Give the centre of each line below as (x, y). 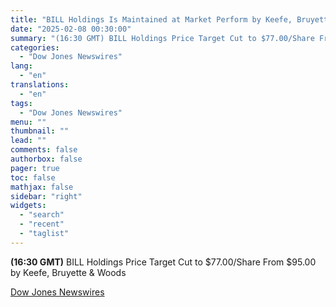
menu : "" (28, 122)
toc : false (33, 177)
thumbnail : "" (40, 131)
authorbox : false (46, 159)
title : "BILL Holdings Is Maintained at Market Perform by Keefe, (151, 19)
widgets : (28, 206)
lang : (21, 66)
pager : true (35, 168)
